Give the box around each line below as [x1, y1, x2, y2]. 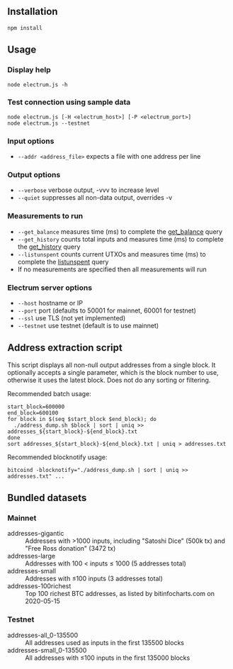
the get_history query [17, 242, 81, 251]
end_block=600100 [7, 409, 59, 417]
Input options [7, 136, 55, 146]
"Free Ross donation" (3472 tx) [25, 544, 116, 553]
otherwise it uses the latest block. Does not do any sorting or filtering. [7, 376, 211, 384]
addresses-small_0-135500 [7, 646, 87, 654]
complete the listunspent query [17, 257, 109, 266]
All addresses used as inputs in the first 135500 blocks [25, 638, 184, 647]
